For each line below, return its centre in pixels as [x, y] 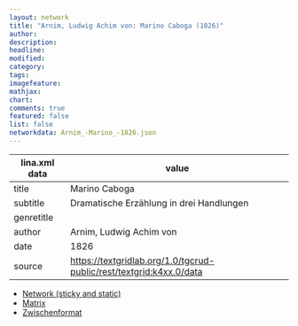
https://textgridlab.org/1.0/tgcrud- [143, 260]
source [28, 266]
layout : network [39, 17]
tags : [19, 75]
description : [33, 42]
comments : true [37, 108]
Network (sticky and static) [71, 293]
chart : [21, 100]
